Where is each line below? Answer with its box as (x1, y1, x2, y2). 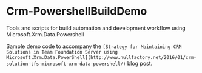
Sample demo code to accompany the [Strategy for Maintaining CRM (6, 43, 182, 50)
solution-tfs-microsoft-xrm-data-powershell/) (6, 61, 126, 67)
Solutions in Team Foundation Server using (6, 49, 118, 55)
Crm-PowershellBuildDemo (6, 4, 147, 18)
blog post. (127, 60, 153, 67)
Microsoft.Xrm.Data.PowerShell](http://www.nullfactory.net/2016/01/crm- (6, 54, 197, 60)
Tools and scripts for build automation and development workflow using (6, 24, 186, 32)
